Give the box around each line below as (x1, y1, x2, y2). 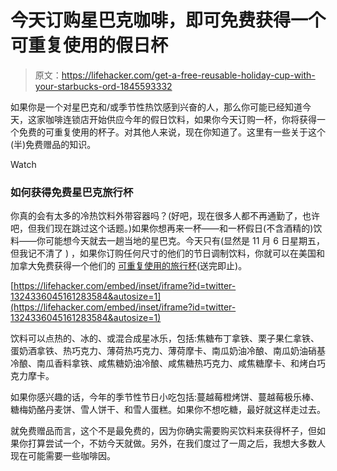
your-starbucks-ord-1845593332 (34, 80, 173, 92)
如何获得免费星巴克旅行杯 (10, 185, 134, 199)
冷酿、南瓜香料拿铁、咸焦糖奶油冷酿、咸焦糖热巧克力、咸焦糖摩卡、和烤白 (10, 357, 317, 370)
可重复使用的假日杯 (10, 34, 169, 57)
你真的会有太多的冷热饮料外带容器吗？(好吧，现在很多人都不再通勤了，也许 (10, 210, 321, 222)
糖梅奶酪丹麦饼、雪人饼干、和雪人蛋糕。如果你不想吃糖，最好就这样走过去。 (10, 404, 326, 416)
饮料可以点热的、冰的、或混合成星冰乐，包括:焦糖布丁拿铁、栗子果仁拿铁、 (10, 332, 320, 345)
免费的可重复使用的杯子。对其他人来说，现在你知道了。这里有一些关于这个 (18, 126, 326, 138)
